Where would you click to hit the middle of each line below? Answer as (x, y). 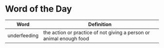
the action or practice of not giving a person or (97, 32)
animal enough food (66, 38)
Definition (100, 24)
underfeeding (23, 35)
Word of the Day (39, 9)
